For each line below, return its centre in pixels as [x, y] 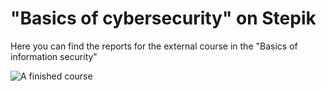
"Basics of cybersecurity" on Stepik [163, 18]
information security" [54, 56]
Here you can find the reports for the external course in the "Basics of [154, 46]
